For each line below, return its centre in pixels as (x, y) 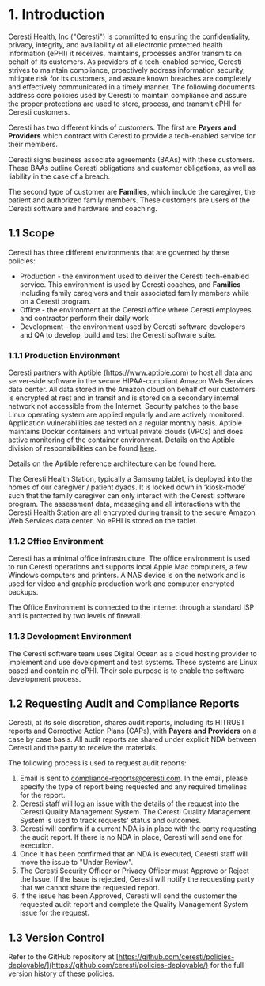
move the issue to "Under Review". (76, 863)
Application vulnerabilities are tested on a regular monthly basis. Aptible (125, 423)
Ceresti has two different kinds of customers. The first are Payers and (122, 127)
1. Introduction (57, 15)
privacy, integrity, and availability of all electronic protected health (115, 44)
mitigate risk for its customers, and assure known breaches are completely (130, 78)
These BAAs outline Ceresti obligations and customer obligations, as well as (132, 168)
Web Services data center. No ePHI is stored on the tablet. (103, 521)
